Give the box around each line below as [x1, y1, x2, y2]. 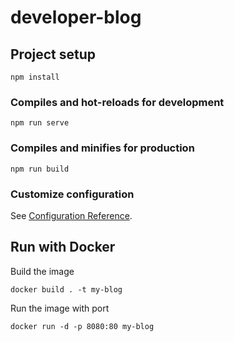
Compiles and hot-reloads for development [10, 95, 225, 109]
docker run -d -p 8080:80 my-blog [10, 321, 155, 331]
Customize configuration [10, 187, 135, 201]
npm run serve [10, 118, 70, 128]
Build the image [10, 265, 75, 277]
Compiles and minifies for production [10, 141, 195, 155]
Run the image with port [10, 302, 110, 314]
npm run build [10, 164, 70, 174]
